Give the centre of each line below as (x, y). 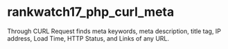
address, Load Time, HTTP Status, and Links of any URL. (88, 38)
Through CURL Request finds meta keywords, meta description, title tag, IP (114, 31)
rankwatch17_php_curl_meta (91, 12)
